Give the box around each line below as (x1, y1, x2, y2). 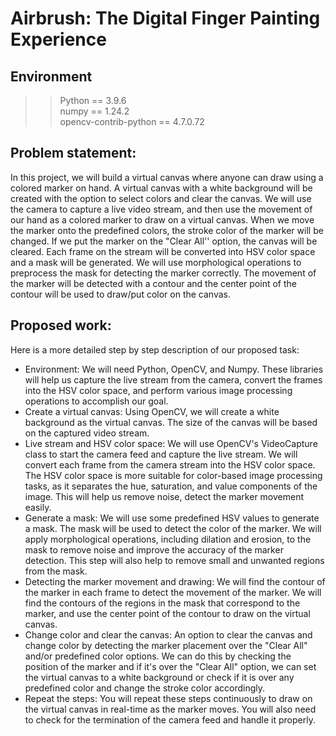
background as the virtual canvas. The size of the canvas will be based (24, 416, 318, 428)
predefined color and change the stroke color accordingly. (24, 682, 266, 694)
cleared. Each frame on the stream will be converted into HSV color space (10, 245, 316, 257)
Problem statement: (10, 145, 137, 162)
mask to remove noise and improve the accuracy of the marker (24, 543, 284, 556)
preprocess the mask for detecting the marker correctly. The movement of (10, 267, 317, 279)
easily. (24, 501, 52, 513)
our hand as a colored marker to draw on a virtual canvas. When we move (10, 213, 315, 226)
